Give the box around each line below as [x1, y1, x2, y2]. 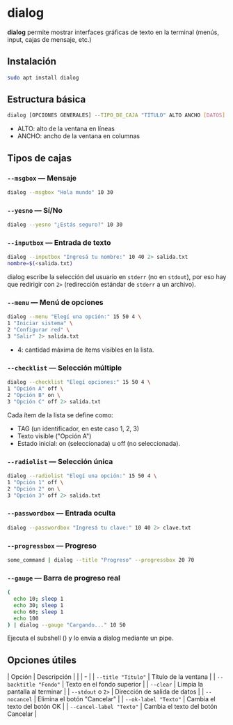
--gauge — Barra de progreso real [7, 573, 120, 583]
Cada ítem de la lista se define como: [7, 410, 113, 419]
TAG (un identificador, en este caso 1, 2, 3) [17, 424, 140, 433]
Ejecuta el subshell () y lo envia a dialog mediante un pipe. [7, 634, 174, 643]
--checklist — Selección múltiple [7, 363, 122, 373]
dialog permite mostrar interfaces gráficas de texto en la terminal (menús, [7, 28, 219, 36]
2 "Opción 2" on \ [7, 485, 61, 493]
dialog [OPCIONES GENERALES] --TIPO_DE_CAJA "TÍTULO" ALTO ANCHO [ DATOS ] [7, 112, 226, 119]
